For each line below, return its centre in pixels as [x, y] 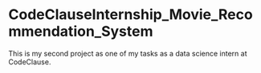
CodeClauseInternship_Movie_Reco [130, 15]
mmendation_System [81, 31]
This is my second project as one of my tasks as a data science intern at [128, 53]
